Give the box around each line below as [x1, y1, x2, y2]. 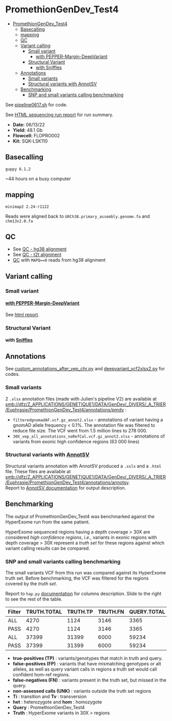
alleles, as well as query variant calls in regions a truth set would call [12, 666, 157, 672]
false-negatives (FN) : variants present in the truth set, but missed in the [12, 677, 166, 683]
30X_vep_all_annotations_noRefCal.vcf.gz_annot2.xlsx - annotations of [12, 433, 165, 439]
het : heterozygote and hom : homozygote [12, 698, 102, 705]
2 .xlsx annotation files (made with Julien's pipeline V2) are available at [5, 395, 157, 402]
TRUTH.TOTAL [26, 608, 62, 615]
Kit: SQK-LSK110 [12, 138, 48, 144]
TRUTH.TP [67, 608, 93, 615]
